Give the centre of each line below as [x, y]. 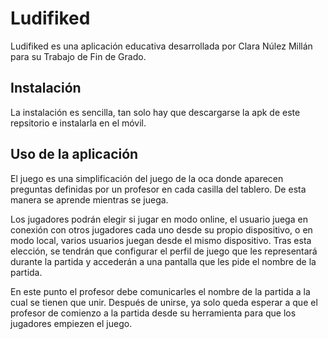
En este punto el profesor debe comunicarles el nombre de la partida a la [160, 291]
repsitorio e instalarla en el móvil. [78, 123]
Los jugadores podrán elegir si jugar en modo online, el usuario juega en [159, 219]
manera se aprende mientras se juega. [89, 199]
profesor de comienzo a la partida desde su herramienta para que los [153, 313]
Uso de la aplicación [74, 154]
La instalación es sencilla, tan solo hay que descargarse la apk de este [155, 112]
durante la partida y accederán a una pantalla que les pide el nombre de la [163, 261]
